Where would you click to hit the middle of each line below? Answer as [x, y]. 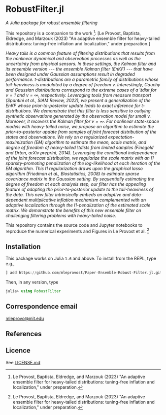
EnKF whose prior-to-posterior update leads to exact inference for [73, 105]
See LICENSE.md [23, 362]
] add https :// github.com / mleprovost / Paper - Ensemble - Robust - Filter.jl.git [84, 273]
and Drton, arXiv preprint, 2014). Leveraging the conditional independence [81, 153]
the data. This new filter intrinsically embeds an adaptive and [68, 194]
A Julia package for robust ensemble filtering [51, 23]
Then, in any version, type [32, 282]
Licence [18, 351]
